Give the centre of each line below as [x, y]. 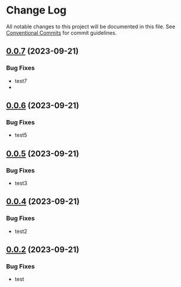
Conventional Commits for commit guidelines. [61, 32]
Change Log [36, 10]
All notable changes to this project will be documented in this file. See [91, 26]
